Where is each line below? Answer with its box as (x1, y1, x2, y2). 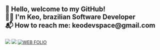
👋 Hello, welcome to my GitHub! (5, 5, 106, 13)
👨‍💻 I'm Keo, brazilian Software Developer (5, 13, 136, 21)
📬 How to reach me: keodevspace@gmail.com (5, 21, 155, 30)
